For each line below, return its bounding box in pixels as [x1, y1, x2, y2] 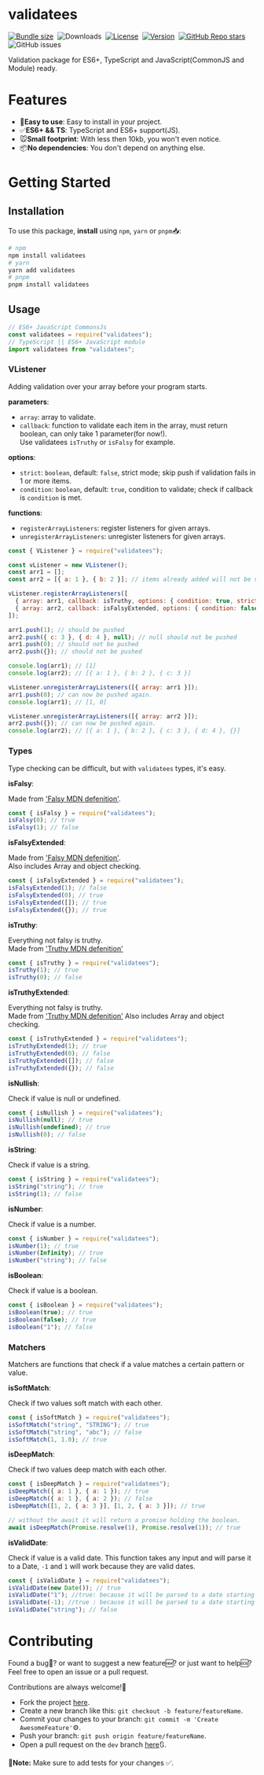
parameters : [8, 397, 49, 406]
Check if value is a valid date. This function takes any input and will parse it [8, 1553, 251, 1562]
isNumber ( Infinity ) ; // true [8, 1249, 104, 1257]
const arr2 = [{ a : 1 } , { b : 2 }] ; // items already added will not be [8, 575, 251, 583]
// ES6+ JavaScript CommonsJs [8, 323, 108, 331]
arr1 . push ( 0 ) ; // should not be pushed [8, 641, 139, 649]
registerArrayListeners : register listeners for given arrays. [19, 523, 211, 532]
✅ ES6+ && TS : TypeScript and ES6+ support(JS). [19, 125, 181, 134]
